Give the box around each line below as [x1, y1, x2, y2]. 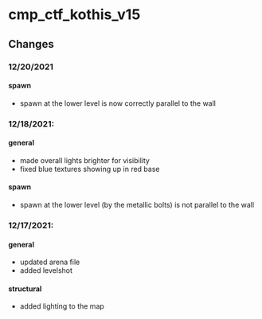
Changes [8, 37, 54, 51]
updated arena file [19, 257, 80, 267]
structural [8, 284, 42, 294]
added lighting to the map [19, 301, 105, 311]
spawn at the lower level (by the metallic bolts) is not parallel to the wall [19, 200, 255, 210]
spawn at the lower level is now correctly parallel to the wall [19, 98, 217, 108]
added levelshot [19, 266, 73, 275]
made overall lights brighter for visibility [19, 155, 150, 165]
